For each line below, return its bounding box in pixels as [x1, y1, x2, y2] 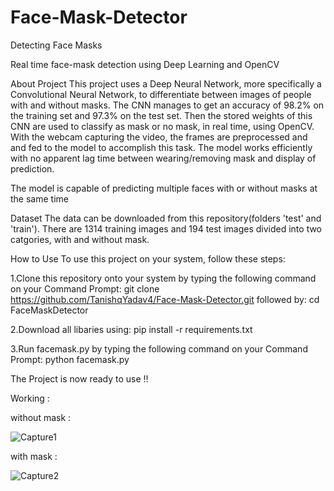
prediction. [10, 162, 55, 175]
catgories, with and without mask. [10, 233, 150, 245]
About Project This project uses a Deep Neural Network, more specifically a [10, 77, 322, 90]
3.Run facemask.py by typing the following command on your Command [10, 342, 308, 355]
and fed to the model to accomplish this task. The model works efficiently [10, 141, 313, 153]
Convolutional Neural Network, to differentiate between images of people [10, 88, 312, 100]
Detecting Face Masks [10, 39, 103, 51]
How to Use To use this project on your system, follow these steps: [10, 252, 286, 265]
